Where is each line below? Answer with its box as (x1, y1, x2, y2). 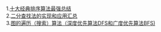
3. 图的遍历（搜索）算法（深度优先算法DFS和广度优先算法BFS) (6, 20, 156, 26)
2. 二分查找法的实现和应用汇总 (6, 12, 78, 19)
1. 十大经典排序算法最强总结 (6, 5, 71, 12)
